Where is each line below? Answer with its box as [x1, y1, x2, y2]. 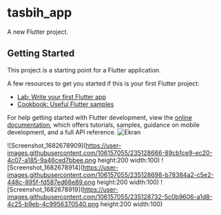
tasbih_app [7, 5, 72, 21]
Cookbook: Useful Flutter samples [17, 100, 114, 108]
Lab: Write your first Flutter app [17, 92, 107, 101]
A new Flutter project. [7, 28, 69, 36]
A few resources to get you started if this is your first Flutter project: [7, 79, 200, 88]
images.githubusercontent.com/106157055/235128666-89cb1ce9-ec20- [7, 148, 213, 156]
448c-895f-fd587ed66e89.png [7, 178, 96, 186]
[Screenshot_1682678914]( [7, 163, 83, 172]
